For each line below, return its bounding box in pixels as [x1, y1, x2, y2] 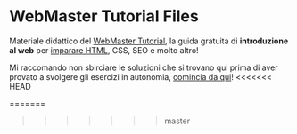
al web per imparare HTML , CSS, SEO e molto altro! [9, 44, 199, 55]
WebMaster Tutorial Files [9, 6, 199, 27]
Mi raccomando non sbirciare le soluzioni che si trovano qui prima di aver [9, 62, 278, 73]
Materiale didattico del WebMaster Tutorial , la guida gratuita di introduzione [9, 35, 288, 46]
